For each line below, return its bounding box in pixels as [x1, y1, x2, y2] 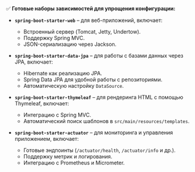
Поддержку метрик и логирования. [23, 153, 113, 160]
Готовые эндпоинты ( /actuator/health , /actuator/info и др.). [23, 147, 176, 154]
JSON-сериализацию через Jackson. [23, 41, 117, 48]
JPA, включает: [14, 58, 53, 65]
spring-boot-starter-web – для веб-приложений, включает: [14, 17, 163, 24]
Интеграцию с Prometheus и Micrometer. [23, 159, 125, 166]
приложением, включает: [14, 135, 79, 142]
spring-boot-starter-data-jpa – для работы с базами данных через [14, 52, 184, 59]
